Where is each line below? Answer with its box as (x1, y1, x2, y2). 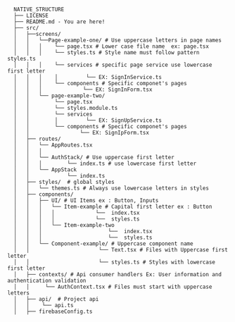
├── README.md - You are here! (13, 18, 106, 25)
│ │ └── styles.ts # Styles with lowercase (13, 259, 216, 266)
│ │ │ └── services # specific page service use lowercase (13, 61, 212, 68)
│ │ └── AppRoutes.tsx (13, 142, 93, 149)
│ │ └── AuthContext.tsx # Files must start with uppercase (13, 283, 212, 290)
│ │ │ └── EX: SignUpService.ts (13, 117, 162, 124)
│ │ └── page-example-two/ (13, 92, 106, 99)
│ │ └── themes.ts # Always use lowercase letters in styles (13, 185, 210, 192)
